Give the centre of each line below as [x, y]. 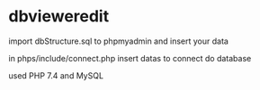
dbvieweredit [59, 16]
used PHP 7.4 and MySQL [56, 75]
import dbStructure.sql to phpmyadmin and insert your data [118, 41]
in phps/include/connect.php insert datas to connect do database [130, 58]
